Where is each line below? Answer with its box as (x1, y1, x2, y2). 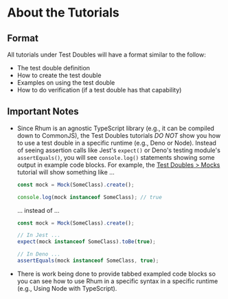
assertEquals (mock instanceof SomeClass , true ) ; (16, 257, 159, 265)
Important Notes (7, 105, 79, 118)
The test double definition (16, 64, 91, 72)
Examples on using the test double (16, 79, 115, 87)
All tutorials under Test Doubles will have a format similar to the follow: (7, 50, 206, 59)
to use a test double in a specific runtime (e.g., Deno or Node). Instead (16, 138, 216, 147)
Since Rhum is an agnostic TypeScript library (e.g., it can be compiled (16, 124, 215, 132)
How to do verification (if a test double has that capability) (16, 86, 182, 94)
